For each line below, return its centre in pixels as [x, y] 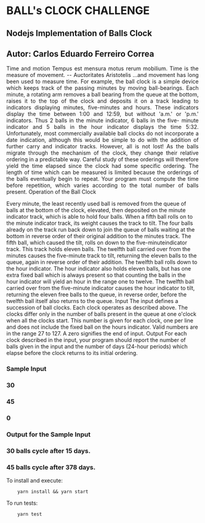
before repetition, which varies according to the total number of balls [103, 185]
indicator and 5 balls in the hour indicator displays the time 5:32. [103, 127]
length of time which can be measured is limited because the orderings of [103, 172]
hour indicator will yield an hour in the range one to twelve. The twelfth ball [100, 282]
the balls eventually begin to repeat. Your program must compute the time [103, 179]
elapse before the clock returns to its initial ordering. [72, 353]
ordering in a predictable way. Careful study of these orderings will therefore [103, 159]
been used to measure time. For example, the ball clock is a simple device [103, 82]
